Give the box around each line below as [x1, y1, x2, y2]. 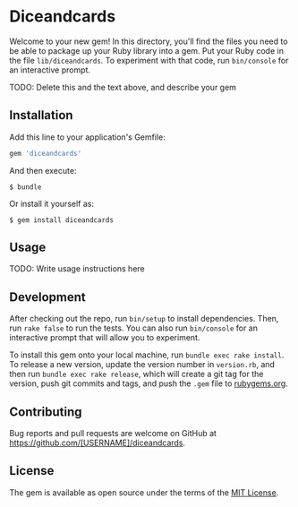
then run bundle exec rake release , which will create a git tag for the [9, 369, 264, 380]
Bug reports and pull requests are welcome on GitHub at [9, 428, 217, 439]
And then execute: [9, 165, 77, 176]
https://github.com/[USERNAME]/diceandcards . [9, 437, 186, 449]
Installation [9, 107, 73, 123]
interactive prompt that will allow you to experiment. [9, 332, 200, 343]
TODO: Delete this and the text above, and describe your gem [9, 82, 237, 92]
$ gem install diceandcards [9, 215, 115, 225]
